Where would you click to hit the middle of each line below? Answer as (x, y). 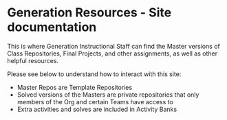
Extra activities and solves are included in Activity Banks (97, 109)
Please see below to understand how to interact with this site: (94, 74)
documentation (52, 27)
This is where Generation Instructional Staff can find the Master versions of (113, 46)
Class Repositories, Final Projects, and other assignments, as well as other (112, 53)
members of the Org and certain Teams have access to (95, 101)
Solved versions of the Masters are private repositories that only (108, 95)
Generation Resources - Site (89, 13)
